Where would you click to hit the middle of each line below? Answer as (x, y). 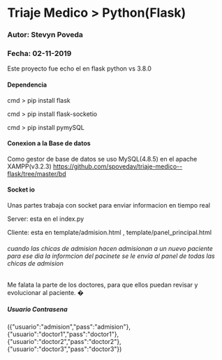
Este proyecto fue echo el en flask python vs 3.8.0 (80, 69)
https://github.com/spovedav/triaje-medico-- (118, 166)
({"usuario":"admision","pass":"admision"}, (69, 327)
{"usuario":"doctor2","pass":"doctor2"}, (64, 342)
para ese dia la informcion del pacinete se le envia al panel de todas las (111, 256)
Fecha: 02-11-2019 (39, 54)
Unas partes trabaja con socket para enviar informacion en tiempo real (109, 206)
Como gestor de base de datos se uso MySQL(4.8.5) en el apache (102, 159)
